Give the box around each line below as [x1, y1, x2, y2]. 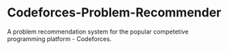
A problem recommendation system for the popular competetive [7, 27, 189, 36]
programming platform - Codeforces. [7, 34, 112, 42]
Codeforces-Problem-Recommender [7, 5, 222, 21]
